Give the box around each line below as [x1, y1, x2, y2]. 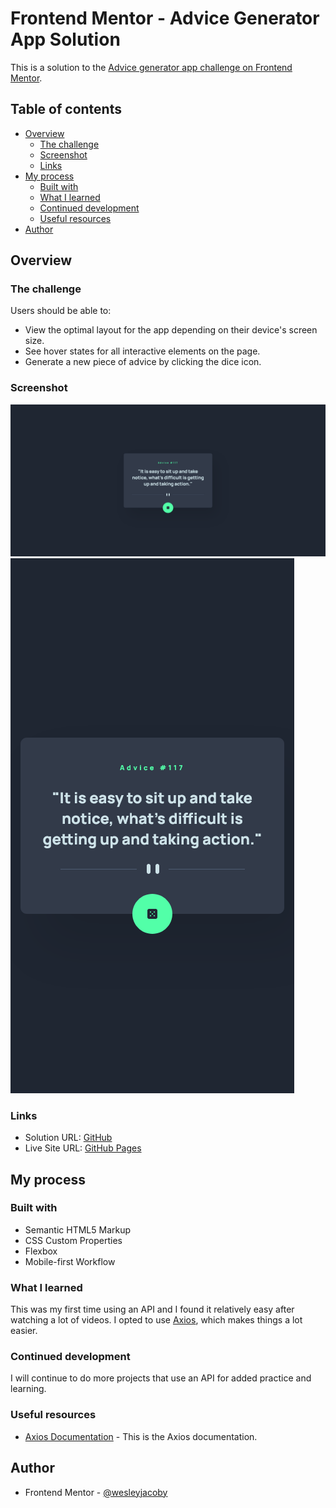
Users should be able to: [10, 305, 112, 317]
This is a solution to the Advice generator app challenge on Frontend [10, 61, 293, 73]
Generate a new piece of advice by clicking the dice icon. [24, 356, 262, 368]
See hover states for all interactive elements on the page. [24, 345, 261, 357]
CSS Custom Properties [24, 1234, 123, 1246]
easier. [10, 1325, 38, 1337]
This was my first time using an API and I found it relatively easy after [10, 1303, 295, 1316]
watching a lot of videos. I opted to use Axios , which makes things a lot [10, 1314, 303, 1326]
